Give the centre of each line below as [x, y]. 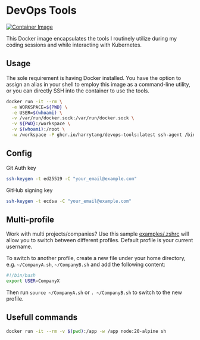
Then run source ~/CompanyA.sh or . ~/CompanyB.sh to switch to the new [94, 292]
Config [19, 154]
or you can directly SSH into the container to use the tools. [78, 91]
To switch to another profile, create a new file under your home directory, [96, 258]
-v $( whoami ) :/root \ [38, 129]
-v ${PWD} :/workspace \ [41, 124]
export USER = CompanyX [33, 281]
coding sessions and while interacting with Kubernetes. [74, 45]
